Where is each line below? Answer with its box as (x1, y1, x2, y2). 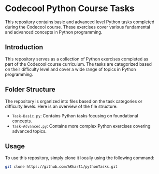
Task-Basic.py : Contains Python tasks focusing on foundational (12, 113, 139, 118)
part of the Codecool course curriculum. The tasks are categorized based (5, 61, 152, 67)
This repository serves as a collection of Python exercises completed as (5, 56, 148, 62)
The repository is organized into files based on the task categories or (5, 98, 143, 104)
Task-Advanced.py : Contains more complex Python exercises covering (12, 123, 151, 129)
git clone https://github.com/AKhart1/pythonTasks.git (5, 164, 118, 169)
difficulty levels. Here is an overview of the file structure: (5, 103, 118, 109)
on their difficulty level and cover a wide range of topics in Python (5, 66, 136, 72)
